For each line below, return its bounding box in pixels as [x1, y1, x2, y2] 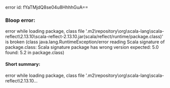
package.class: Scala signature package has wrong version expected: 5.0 [5, 44, 159, 50]
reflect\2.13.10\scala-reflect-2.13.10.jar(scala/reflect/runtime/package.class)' [5, 34, 163, 40]
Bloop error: [5, 17, 35, 24]
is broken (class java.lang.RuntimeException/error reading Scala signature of [5, 39, 165, 45]
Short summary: [5, 61, 40, 67]
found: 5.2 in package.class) [5, 50, 65, 56]
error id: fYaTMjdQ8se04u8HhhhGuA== [5, 5, 89, 10]
